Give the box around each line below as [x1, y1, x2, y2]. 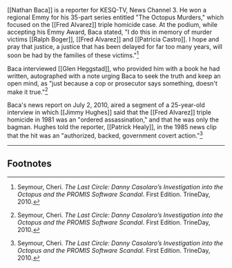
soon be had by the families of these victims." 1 [7, 50, 139, 59]
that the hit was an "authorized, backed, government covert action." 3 [7, 131, 204, 140]
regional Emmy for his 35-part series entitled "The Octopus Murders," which [7, 13, 224, 21]
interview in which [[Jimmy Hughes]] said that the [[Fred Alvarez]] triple [7, 108, 212, 117]
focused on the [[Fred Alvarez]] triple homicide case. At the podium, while [7, 21, 217, 28]
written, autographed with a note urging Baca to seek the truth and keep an [7, 72, 221, 80]
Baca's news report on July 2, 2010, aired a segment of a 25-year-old [7, 101, 205, 109]
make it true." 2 [7, 86, 48, 96]
